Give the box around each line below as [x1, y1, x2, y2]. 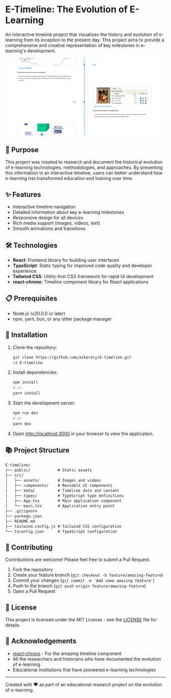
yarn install [12, 391, 41, 396]
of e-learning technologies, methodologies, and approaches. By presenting [5, 165, 163, 171]
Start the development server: [12, 400, 76, 406]
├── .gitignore [5, 509, 38, 514]
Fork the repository [12, 567, 53, 573]
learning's [5, 48, 26, 54]
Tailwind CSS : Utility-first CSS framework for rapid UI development [12, 274, 154, 280]
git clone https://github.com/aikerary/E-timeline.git [12, 354, 132, 360]
